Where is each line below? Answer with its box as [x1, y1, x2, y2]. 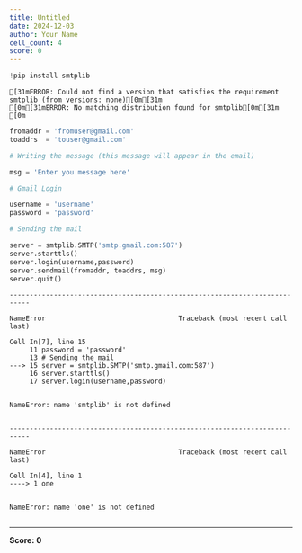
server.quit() [9, 274, 63, 283]
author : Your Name [9, 30, 78, 39]
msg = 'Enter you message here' [9, 167, 130, 176]
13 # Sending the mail [29, 353, 115, 362]
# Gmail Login [9, 183, 63, 193]
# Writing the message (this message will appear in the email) [9, 151, 255, 160]
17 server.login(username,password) [29, 377, 167, 387]
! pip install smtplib [9, 71, 91, 81]
